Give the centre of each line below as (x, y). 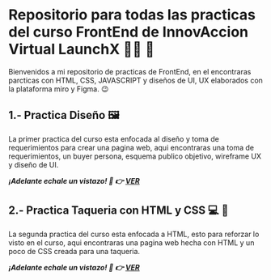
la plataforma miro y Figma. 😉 (59, 89)
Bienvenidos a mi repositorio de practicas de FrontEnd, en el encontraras (130, 71)
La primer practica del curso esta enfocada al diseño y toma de (114, 138)
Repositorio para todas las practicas (132, 15)
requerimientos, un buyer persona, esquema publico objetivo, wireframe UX (135, 156)
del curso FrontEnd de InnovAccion (129, 32)
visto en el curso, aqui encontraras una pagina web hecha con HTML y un (131, 242)
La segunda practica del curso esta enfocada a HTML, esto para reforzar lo (134, 234)
